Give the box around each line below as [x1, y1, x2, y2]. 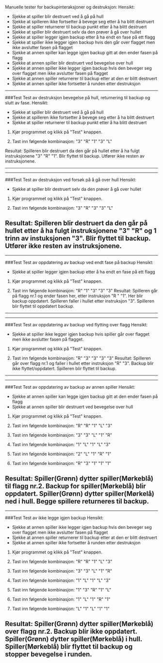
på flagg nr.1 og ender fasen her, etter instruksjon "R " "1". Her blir [12, 293, 143, 299]
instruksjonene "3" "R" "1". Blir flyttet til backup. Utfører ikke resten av [5, 153, 145, 159]
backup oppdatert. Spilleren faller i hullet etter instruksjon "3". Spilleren [12, 298, 154, 304]
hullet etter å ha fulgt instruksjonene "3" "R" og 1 [5, 227, 157, 235]
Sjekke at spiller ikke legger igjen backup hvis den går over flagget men [12, 39, 155, 45]
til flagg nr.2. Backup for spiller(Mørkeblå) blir [5, 482, 147, 490]
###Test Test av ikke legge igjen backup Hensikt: [5, 515, 104, 520]
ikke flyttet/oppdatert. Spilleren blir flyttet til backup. [12, 365, 117, 371]
